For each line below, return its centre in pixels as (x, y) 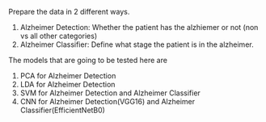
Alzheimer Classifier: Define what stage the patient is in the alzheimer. (137, 44)
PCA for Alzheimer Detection (68, 76)
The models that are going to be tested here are (88, 60)
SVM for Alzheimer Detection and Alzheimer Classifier (110, 93)
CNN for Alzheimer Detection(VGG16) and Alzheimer (108, 101)
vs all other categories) (59, 36)
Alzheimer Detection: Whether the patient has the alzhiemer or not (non (139, 27)
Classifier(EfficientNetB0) (62, 110)
